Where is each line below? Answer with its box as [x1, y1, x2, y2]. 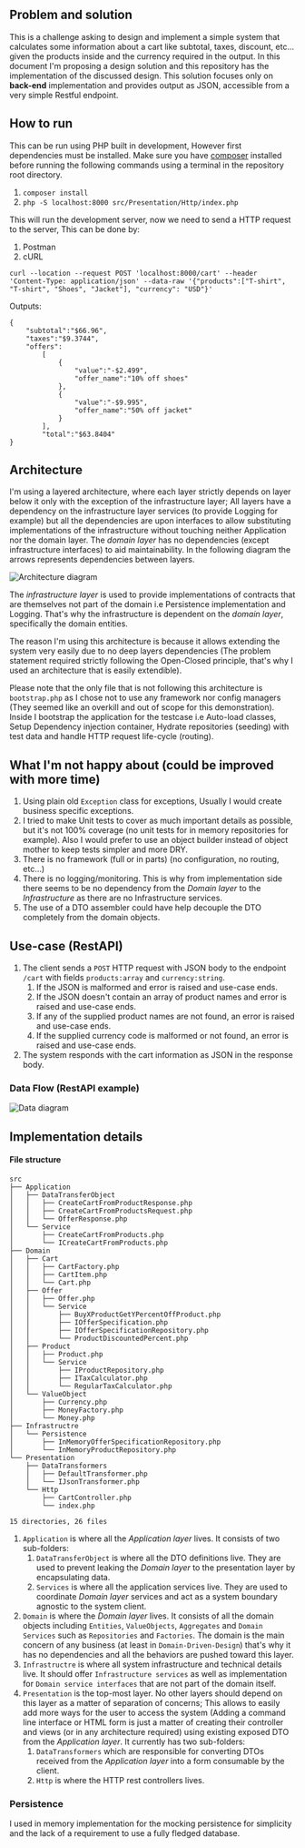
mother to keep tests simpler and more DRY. [22, 844, 189, 855]
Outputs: [9, 300, 43, 311]
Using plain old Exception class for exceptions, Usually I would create [22, 796, 283, 807]
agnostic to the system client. [35, 1600, 147, 1611]
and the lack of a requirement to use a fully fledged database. [9, 1828, 241, 1839]
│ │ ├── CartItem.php [9, 1270, 107, 1279]
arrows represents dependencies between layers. [9, 554, 195, 565]
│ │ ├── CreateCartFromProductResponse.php [9, 1198, 193, 1207]
